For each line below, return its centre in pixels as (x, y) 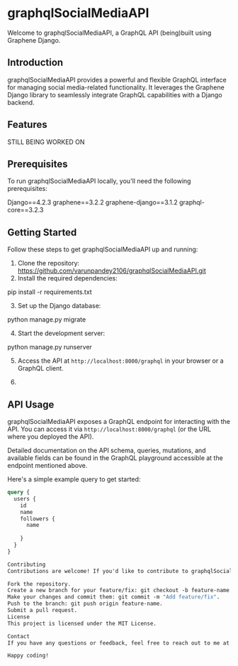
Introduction (35, 63)
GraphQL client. (40, 369)
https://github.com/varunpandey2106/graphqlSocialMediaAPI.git (112, 271)
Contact (19, 636)
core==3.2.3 (25, 210)
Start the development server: (61, 333)
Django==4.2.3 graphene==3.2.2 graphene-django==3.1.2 (93, 202)
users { (25, 498)
